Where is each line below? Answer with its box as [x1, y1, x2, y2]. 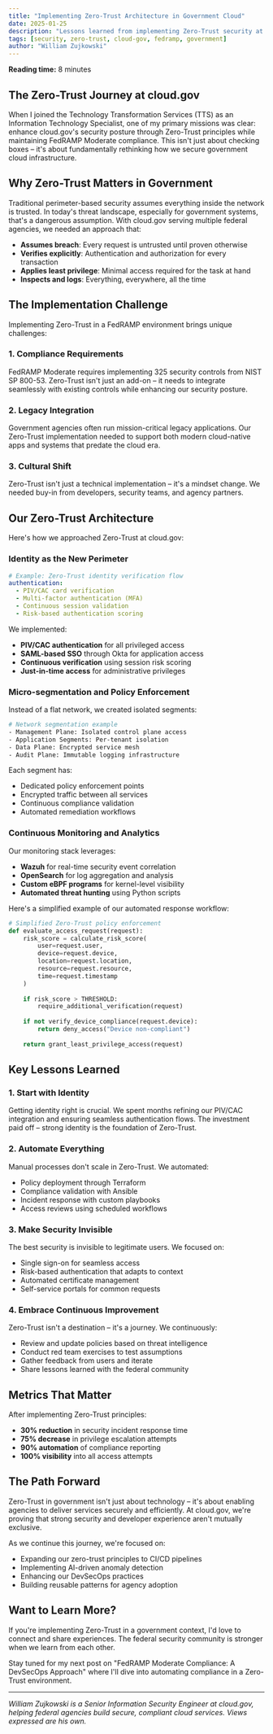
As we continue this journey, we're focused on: [8, 1538, 166, 1548]
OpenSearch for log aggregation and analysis [19, 870, 174, 880]
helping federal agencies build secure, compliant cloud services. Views [8, 1707, 248, 1717]
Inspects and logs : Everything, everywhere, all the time [19, 274, 206, 284]
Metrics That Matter [8, 1388, 112, 1402]
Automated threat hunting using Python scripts [19, 888, 181, 898]
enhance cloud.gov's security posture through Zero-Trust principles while [8, 127, 256, 137]
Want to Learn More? [8, 1604, 117, 1618]
